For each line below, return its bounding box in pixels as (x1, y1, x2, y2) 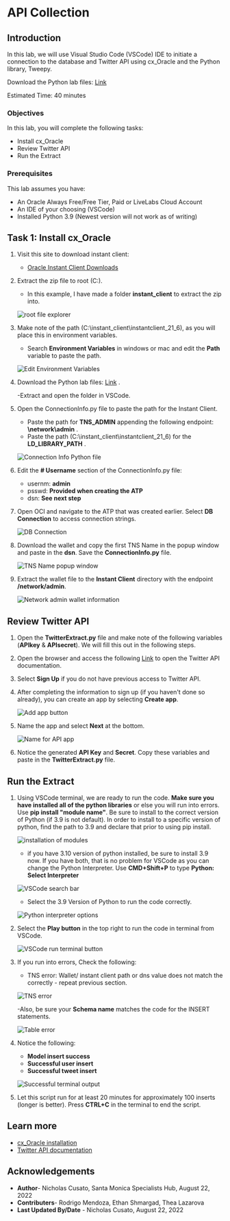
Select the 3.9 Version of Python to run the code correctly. (27, 898, 192, 906)
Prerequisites (7, 169, 53, 179)
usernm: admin (27, 479, 71, 488)
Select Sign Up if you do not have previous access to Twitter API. (16, 675, 201, 683)
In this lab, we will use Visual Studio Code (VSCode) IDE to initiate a (7, 50, 197, 58)
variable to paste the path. (27, 351, 101, 360)
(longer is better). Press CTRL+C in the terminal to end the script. (16, 1100, 201, 1109)
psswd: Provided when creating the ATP (27, 487, 144, 495)
